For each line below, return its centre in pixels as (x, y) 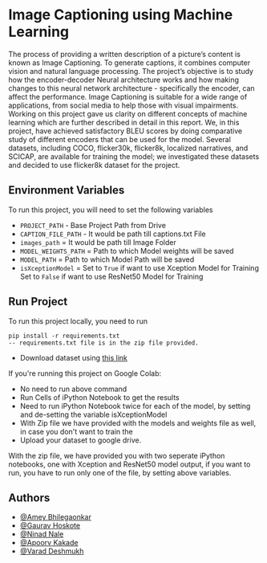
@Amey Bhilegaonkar (56, 517)
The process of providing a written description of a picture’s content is (124, 54)
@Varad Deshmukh (52, 551)
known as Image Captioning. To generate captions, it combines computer (129, 63)
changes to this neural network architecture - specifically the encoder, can (131, 88)
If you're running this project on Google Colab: (85, 373)
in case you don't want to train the (77, 431)
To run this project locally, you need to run (78, 321)
